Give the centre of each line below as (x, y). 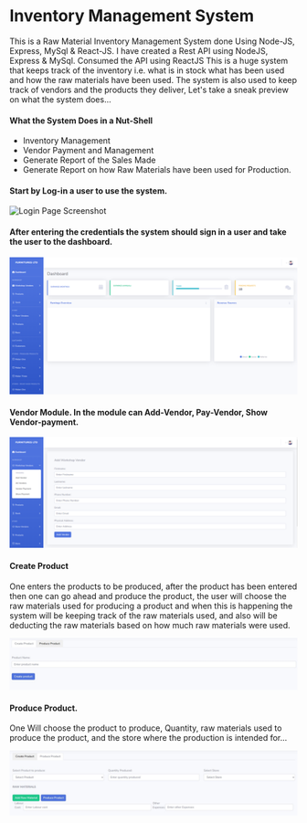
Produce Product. (44, 708)
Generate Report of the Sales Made (89, 160)
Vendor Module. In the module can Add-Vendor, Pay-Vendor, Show (138, 412)
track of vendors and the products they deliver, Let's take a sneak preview (149, 90)
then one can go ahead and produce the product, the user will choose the (148, 596)
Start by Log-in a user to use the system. (88, 190)
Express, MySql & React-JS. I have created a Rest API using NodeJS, (139, 50)
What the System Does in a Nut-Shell (81, 121)
